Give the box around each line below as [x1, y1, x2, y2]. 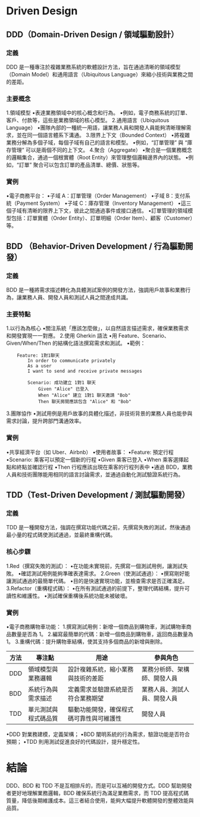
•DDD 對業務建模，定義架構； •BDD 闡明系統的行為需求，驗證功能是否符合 [6, 731, 190, 738]
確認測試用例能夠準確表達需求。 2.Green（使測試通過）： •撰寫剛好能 [20, 570, 190, 577]
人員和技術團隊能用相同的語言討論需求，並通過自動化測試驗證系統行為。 [6, 470, 183, 478]
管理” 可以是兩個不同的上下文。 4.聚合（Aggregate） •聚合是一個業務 [11, 146, 182, 154]
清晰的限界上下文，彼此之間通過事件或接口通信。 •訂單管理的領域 [26, 207, 188, 214]
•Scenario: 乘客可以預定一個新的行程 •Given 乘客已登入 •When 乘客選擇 [6, 456, 184, 463]
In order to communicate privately [27, 358, 116, 364]
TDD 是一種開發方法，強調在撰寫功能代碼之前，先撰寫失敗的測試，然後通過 [6, 524, 191, 531]
